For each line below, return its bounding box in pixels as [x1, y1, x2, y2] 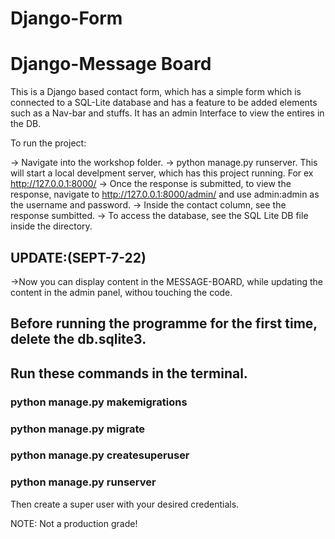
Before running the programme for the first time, [10, 315, 318, 332]
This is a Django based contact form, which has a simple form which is [10, 86, 302, 98]
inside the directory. [10, 220, 93, 232]
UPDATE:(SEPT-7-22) [10, 249, 147, 266]
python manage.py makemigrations [10, 395, 188, 409]
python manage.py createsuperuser [10, 448, 190, 462]
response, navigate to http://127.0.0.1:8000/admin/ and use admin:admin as [10, 188, 320, 201]
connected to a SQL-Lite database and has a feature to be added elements [10, 97, 318, 109]
